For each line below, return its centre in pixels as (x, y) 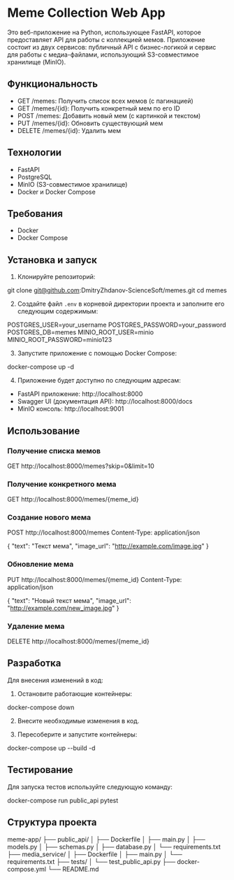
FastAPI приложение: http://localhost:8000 (80, 394)
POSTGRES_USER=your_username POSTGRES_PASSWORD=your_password (117, 325)
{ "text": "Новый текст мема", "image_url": (69, 600)
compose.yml (27, 869)
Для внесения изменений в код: (55, 680)
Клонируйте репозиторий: (56, 277)
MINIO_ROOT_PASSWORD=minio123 (60, 340)
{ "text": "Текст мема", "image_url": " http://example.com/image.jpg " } (108, 546)
